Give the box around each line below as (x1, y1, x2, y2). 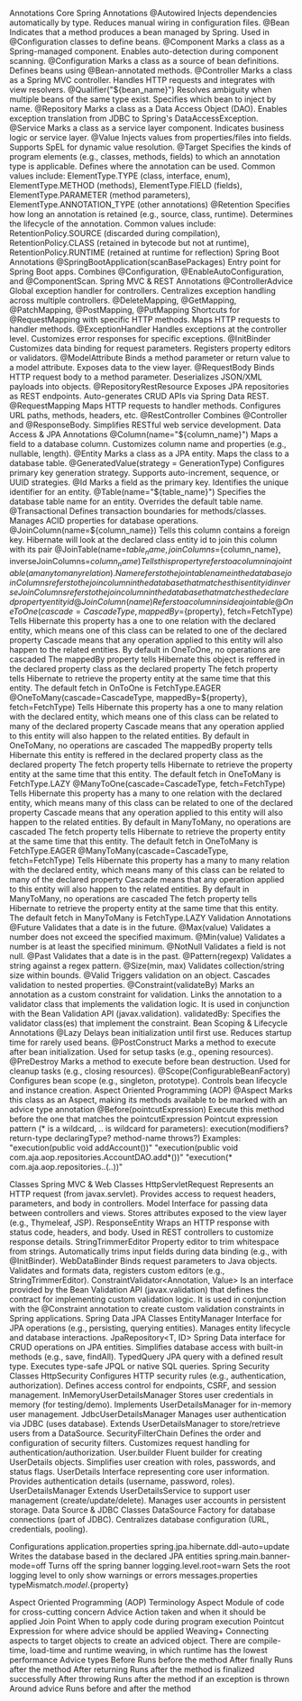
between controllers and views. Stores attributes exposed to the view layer (9, 1207, 287, 1218)
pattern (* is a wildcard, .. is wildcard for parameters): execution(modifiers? (9, 1122, 288, 1134)
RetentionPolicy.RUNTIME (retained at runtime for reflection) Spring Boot (9, 247, 279, 258)
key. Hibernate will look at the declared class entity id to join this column (9, 535, 278, 544)
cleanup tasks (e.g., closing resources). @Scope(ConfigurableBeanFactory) (9, 1065, 291, 1076)
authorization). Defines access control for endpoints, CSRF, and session (9, 1379, 277, 1391)
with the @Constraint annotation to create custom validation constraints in (9, 1303, 285, 1314)
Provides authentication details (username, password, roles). (9, 1476, 235, 1486)
